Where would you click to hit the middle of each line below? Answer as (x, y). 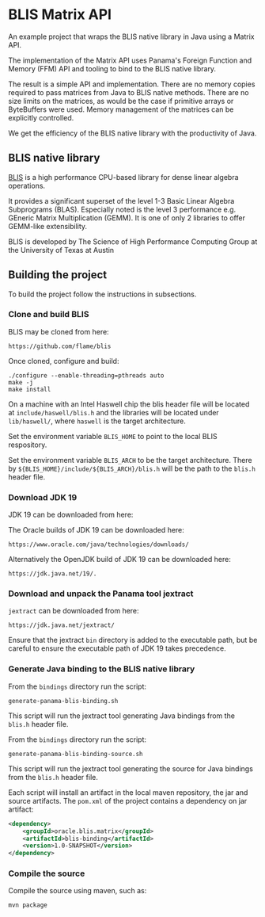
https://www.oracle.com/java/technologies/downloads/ (99, 544)
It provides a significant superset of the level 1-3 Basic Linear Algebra (121, 201)
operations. (27, 185)
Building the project (58, 275)
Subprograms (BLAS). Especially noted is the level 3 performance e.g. (122, 209)
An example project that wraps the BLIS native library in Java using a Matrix (131, 36)
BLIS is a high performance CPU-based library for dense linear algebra (123, 177)
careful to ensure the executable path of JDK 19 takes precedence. (117, 648)
